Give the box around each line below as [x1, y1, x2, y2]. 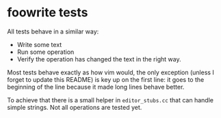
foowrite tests [7, 5, 88, 20]
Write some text [16, 40, 62, 48]
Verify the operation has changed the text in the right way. [16, 55, 181, 63]
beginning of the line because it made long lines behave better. [7, 83, 185, 91]
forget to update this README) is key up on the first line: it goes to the [7, 75, 205, 83]
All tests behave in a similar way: [7, 27, 99, 35]
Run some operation [16, 48, 75, 56]
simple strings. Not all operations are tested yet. [7, 103, 142, 111]
